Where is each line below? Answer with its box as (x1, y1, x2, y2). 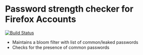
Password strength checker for (5, 3, 134, 15)
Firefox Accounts (5, 14, 77, 25)
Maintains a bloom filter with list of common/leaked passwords (12, 39, 139, 45)
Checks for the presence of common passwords (12, 44, 110, 50)
